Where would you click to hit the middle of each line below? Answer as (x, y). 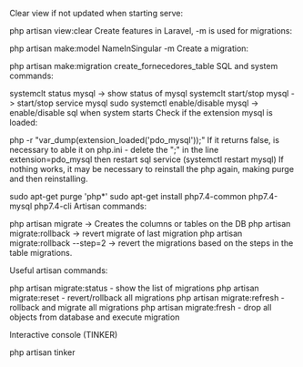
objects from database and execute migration (95, 317)
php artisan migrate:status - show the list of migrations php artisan (134, 288)
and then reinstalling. (49, 178)
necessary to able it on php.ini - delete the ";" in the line (114, 150)
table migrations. (41, 253)
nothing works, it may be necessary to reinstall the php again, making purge (151, 169)
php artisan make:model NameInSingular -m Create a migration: (129, 48)
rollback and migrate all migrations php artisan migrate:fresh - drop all (141, 307)
